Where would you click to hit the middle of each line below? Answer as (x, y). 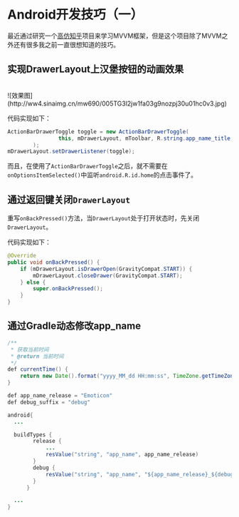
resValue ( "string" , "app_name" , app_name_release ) (122, 455)
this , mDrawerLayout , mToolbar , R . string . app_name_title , (146, 138)
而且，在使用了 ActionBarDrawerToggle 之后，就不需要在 (88, 166)
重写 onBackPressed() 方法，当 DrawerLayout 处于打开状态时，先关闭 (103, 218)
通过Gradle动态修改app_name (74, 326)
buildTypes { (33, 435)
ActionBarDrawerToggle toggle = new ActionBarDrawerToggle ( (99, 132)
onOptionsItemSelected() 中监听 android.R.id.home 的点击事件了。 (102, 175)
